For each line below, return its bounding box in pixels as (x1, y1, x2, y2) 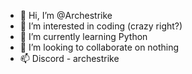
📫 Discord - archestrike (19, 53, 120, 64)
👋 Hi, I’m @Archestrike (19, 10, 113, 21)
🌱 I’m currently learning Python (19, 31, 148, 42)
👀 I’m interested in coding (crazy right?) (19, 20, 183, 32)
